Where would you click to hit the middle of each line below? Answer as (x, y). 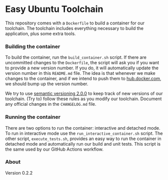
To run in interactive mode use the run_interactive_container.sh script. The (84, 133)
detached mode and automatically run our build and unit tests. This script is (83, 144)
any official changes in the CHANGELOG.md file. (51, 104)
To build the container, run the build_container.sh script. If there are (76, 57)
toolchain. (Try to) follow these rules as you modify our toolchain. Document (83, 99)
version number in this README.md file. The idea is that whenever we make (80, 73)
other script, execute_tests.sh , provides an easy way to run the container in (83, 139)
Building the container (33, 46)
